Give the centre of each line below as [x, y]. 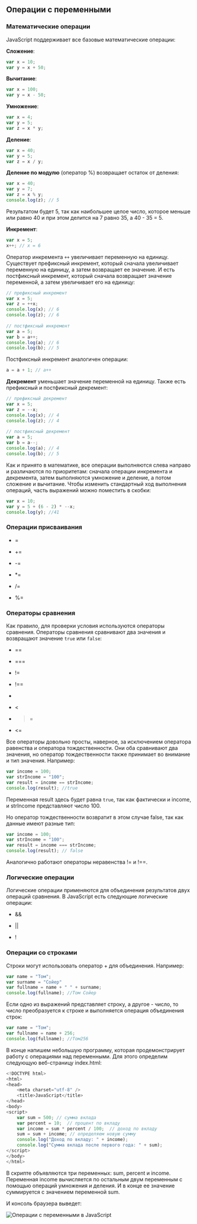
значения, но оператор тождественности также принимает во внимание [98, 754]
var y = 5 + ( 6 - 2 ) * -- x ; [41, 507]
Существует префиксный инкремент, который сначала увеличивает [92, 263]
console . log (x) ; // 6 [33, 310]
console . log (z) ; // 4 [33, 421]
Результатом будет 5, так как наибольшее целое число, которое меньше [98, 211]
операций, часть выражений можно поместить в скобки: [78, 490]
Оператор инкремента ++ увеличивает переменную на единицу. [88, 257]
